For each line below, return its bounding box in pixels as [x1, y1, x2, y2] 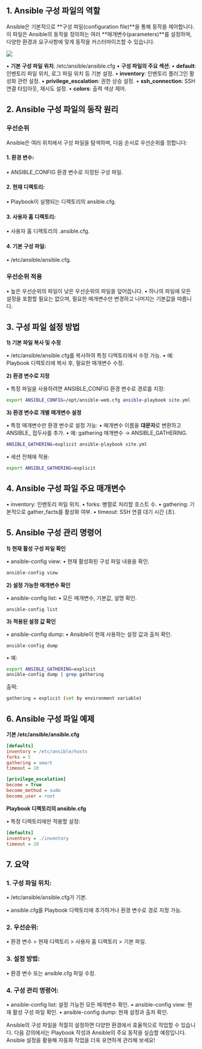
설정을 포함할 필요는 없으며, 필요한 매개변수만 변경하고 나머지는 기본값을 [6, 295, 176, 302]
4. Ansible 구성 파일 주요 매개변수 [6, 483, 126, 494]
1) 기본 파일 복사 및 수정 [6, 339, 62, 346]
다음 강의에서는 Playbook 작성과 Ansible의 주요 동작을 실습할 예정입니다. [14, 1029, 186, 1036]
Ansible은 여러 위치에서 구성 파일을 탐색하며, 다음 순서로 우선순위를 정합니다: [6, 138, 187, 146]
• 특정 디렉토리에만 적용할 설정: [6, 817, 80, 825]
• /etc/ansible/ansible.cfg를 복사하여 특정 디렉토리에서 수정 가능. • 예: [6, 352, 174, 359]
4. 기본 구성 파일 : [6, 242, 47, 250]
